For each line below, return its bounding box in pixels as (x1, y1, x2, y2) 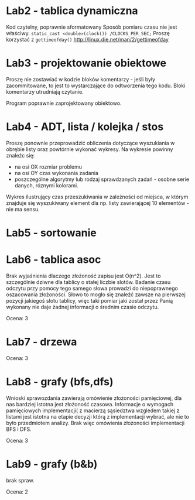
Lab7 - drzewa (6, 335, 77, 349)
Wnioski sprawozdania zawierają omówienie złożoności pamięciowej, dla (6, 394, 182, 402)
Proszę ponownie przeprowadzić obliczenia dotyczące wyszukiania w (6, 139, 175, 146)
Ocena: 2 (6, 488, 28, 495)
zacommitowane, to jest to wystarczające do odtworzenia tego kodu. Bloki (6, 82, 186, 89)
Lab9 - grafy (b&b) (6, 458, 98, 471)
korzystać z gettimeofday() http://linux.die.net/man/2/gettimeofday (6, 36, 169, 43)
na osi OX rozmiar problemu (14, 163, 83, 170)
